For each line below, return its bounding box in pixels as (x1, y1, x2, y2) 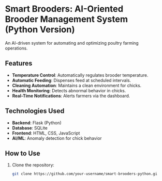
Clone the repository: (12, 162, 55, 168)
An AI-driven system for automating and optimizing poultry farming (5, 40, 139, 46)
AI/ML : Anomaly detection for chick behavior (12, 135, 102, 141)
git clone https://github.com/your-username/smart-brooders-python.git (12, 171, 160, 177)
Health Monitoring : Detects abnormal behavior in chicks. (12, 87, 126, 93)
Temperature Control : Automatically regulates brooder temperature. (12, 72, 148, 78)
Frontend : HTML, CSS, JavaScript (12, 130, 80, 136)
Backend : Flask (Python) (12, 120, 62, 126)
